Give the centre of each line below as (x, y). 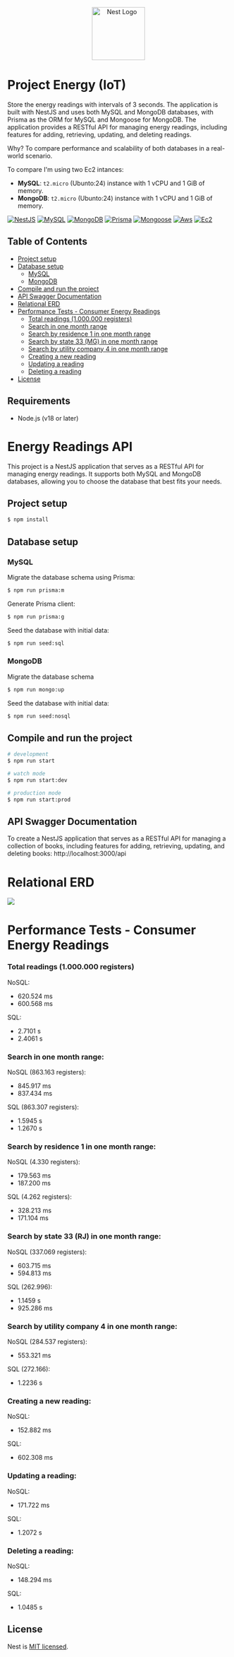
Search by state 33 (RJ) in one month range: (84, 1236)
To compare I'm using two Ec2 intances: (66, 169)
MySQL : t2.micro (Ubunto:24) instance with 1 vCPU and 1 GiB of (111, 183)
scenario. (39, 156)
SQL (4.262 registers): (39, 1197)
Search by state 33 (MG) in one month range (93, 341)
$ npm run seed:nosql (39, 716)
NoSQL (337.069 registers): (47, 1252)
